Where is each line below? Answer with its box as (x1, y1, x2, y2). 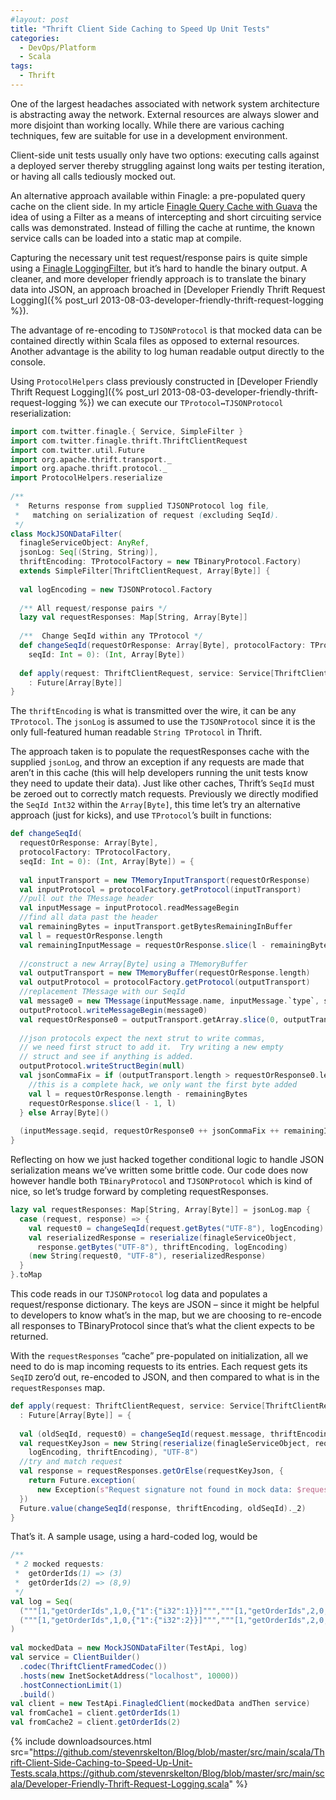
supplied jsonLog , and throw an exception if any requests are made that (10, 756, 305, 768)
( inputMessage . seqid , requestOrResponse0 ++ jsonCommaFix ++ (19, 1126, 280, 1136)
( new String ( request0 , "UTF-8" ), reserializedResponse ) (28, 1251, 267, 1261)
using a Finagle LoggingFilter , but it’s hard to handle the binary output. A (10, 262, 308, 274)
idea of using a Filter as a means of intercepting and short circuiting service (10, 211, 322, 223)
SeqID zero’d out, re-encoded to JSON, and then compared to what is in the (10, 1371, 320, 1383)
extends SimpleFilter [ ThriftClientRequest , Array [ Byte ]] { (19, 566, 271, 576)
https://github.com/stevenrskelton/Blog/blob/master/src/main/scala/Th (33, 1746, 325, 1758)
